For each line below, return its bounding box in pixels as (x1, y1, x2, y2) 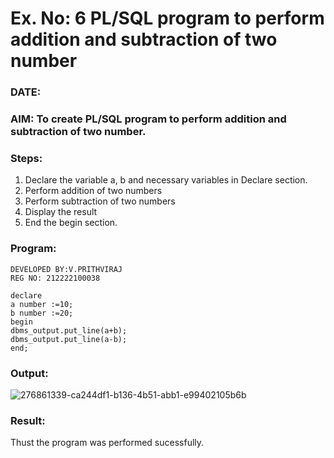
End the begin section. (24, 217, 118, 229)
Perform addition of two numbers (24, 185, 163, 197)
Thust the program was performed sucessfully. (10, 437, 205, 449)
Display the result (24, 206, 98, 218)
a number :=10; (10, 299, 74, 309)
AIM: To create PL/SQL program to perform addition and (10, 112, 287, 126)
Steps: (10, 151, 43, 165)
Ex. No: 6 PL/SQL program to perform (10, 7, 325, 30)
